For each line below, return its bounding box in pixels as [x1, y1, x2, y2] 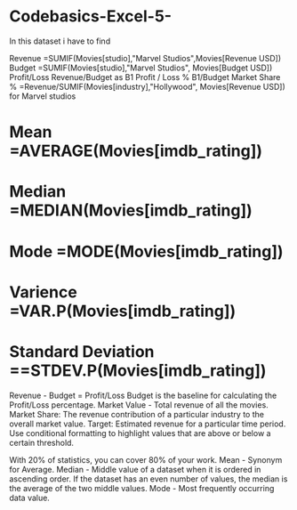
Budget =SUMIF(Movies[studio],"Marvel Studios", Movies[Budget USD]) [9, 62, 273, 73]
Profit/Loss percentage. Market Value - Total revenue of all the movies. [9, 399, 269, 410]
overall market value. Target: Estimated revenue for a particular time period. [9, 418, 286, 429]
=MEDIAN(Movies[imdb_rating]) [9, 200, 253, 221]
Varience [9, 282, 77, 302]
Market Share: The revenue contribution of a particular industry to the [9, 409, 265, 419]
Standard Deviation [9, 341, 155, 361]
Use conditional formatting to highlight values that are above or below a [9, 427, 271, 438]
